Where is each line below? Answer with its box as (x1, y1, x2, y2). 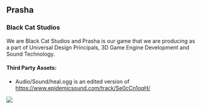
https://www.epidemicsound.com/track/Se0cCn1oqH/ (15, 84, 151, 91)
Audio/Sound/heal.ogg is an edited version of (15, 78, 130, 85)
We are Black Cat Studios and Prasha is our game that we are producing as (6, 37, 196, 45)
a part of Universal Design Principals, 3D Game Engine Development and (6, 43, 189, 51)
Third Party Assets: (6, 64, 57, 72)
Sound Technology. (6, 50, 56, 58)
